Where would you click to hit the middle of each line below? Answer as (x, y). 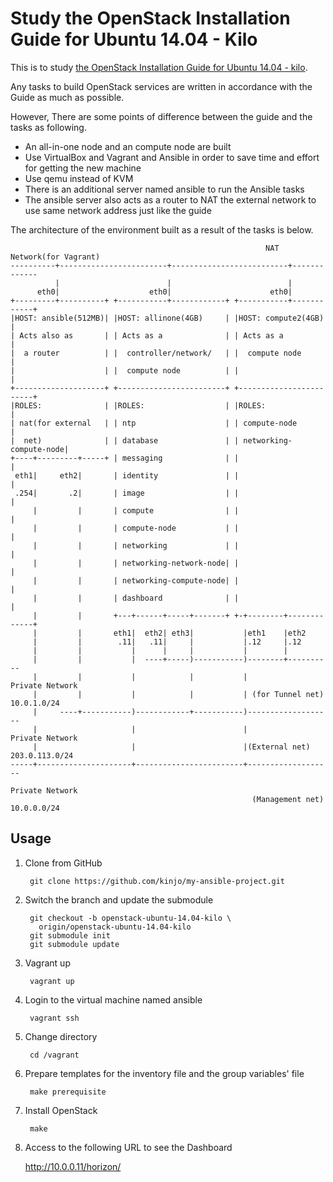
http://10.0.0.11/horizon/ (73, 1166)
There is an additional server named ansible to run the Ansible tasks (164, 189)
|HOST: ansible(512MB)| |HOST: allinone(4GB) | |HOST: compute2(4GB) (167, 318)
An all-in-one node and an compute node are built (128, 146)
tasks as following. (48, 127)
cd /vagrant (54, 1055)
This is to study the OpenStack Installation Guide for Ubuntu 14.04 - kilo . (159, 67)
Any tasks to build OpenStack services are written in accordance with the (161, 86)
